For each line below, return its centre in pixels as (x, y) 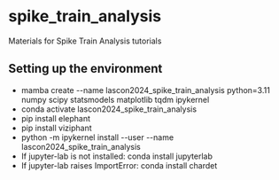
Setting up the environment (85, 69)
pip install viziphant (56, 128)
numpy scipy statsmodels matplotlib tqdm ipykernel (115, 99)
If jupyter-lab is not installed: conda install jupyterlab (117, 156)
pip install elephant (55, 118)
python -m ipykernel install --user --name (97, 137)
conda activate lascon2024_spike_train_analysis (108, 109)
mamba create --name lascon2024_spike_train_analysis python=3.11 (146, 90)
